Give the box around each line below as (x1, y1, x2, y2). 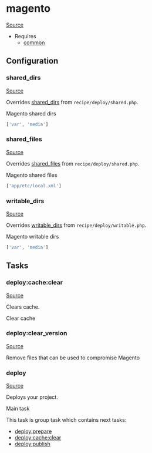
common (23, 39, 45, 46)
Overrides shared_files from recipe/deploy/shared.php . (6, 160, 140, 167)
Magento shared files (6, 171, 58, 178)
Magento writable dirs (6, 233, 59, 240)
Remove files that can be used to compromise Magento (6, 354, 140, 361)
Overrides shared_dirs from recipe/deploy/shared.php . (6, 98, 139, 105)
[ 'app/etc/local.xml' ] (6, 183, 62, 189)
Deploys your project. (6, 394, 59, 401)
